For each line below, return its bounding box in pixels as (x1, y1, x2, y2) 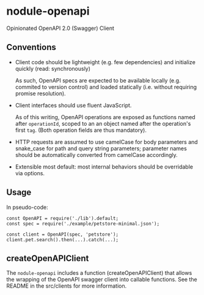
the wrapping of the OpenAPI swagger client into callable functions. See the (6, 276, 197, 283)
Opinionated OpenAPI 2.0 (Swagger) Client (6, 24, 115, 32)
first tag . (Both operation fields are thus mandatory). (15, 126, 147, 134)
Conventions (6, 42, 57, 53)
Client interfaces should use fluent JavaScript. (15, 101, 132, 109)
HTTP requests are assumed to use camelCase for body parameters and (15, 138, 199, 145)
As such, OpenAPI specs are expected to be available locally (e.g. (15, 76, 181, 84)
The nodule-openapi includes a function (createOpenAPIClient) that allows (6, 269, 192, 277)
